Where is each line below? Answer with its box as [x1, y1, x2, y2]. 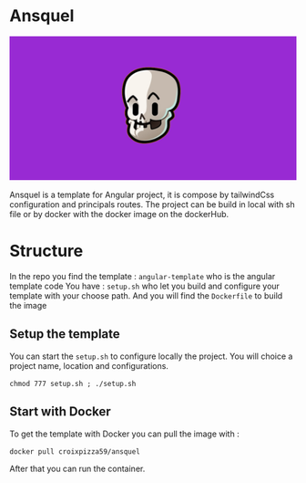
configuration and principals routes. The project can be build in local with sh [9, 198, 295, 210]
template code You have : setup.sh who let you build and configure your [9, 280, 280, 291]
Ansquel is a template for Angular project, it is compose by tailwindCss [9, 189, 275, 200]
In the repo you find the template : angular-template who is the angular [9, 270, 276, 281]
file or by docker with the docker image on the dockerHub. [9, 208, 229, 219]
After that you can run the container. [9, 463, 146, 474]
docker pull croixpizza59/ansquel [9, 446, 141, 457]
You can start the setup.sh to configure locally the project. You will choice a [9, 351, 293, 362]
